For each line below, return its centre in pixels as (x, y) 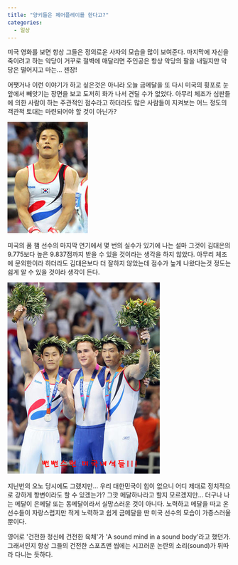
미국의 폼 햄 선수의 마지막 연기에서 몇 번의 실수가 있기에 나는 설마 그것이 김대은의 (119, 245)
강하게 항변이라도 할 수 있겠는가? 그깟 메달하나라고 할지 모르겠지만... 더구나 (118, 495)
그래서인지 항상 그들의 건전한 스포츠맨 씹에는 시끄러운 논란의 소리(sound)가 (112, 546)
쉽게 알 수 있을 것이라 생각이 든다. (54, 272)
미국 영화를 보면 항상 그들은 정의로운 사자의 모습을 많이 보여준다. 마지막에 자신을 (118, 52)
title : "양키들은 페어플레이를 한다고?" (58, 15)
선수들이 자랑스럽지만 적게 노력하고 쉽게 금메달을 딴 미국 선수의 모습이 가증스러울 (119, 513)
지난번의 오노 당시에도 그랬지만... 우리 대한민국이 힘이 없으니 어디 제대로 (107, 486)
